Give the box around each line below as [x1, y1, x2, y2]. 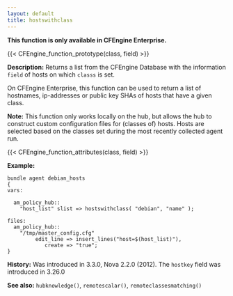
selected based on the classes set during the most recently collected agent [7, 127, 223, 135]
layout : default [7, 10, 54, 17]
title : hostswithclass [7, 17, 73, 24]
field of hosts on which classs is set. [7, 70, 115, 79]
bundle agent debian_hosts [7, 175, 86, 182]
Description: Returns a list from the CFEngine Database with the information [7, 63, 226, 71]
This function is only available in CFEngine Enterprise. [7, 36, 167, 44]
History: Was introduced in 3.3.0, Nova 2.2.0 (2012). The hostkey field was [7, 260, 221, 268]
